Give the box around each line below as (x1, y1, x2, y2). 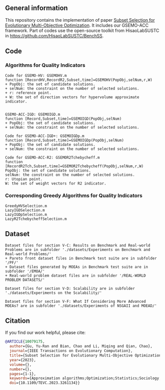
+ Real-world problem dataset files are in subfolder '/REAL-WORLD (5, 273, 146, 278)
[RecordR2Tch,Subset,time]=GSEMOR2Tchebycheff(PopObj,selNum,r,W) (5, 164, 144, 169)
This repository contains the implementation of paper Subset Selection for (5, 17, 155, 23)
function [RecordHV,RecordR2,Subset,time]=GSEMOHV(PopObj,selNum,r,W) (5, 77, 153, 82)
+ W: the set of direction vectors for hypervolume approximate (5, 95, 139, 100)
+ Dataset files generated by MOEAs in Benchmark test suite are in (5, 264, 148, 269)
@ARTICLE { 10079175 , (5, 339, 45, 344)
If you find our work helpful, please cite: (5, 330, 86, 336)
